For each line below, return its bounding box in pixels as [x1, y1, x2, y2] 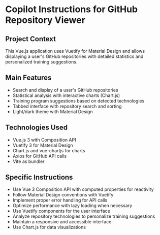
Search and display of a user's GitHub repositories [12, 87, 118, 93]
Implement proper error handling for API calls [12, 197, 108, 204]
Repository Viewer [5, 14, 85, 26]
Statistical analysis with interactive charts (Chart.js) [12, 92, 120, 98]
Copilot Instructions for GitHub [5, 4, 138, 15]
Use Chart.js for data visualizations [12, 224, 86, 230]
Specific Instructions [5, 173, 73, 182]
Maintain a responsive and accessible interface [12, 219, 112, 225]
